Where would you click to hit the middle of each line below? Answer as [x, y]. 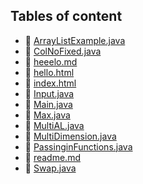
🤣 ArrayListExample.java [75, 40]
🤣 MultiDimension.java [70, 136]
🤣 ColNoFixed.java [63, 51]
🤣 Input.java [49, 93]
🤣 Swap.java [50, 168]
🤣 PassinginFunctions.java [78, 146]
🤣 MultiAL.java [54, 125]
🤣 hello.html [49, 72]
